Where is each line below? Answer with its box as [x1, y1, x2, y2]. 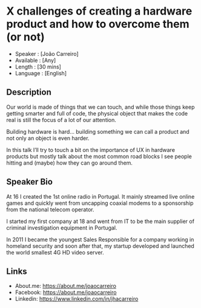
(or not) [6, 30, 45, 44]
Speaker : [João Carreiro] [15, 50, 79, 57]
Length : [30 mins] [15, 63, 62, 70]
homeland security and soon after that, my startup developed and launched [6, 242, 195, 250]
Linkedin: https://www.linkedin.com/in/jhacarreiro [15, 295, 139, 303]
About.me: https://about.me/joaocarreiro [15, 282, 117, 290]
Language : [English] [15, 69, 67, 77]
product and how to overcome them [6, 17, 189, 31]
